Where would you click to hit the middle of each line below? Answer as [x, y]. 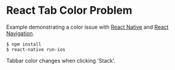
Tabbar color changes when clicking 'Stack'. [61, 60]
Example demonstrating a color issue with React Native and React [87, 27]
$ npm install [24, 44]
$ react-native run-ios [36, 49]
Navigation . [20, 33]
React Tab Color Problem [69, 10]
